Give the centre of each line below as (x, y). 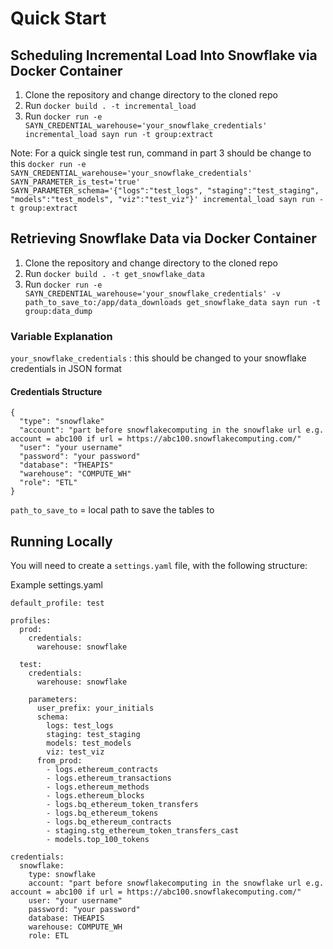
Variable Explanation (61, 336)
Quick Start (58, 18)
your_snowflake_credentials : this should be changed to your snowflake (158, 358)
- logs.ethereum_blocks (95, 796)
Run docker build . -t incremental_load (110, 105)
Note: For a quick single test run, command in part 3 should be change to (161, 153)
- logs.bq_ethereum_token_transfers (122, 805)
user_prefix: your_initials (95, 708)
